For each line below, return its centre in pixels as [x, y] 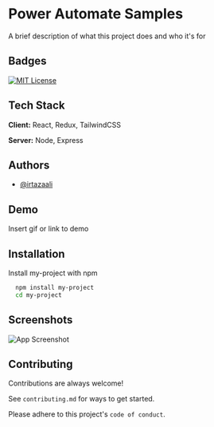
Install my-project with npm [53, 273]
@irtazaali [36, 184]
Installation [37, 253]
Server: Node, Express [46, 140]
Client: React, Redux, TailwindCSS [65, 125]
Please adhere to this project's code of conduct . [87, 414]
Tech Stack [37, 106]
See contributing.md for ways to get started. [82, 399]
